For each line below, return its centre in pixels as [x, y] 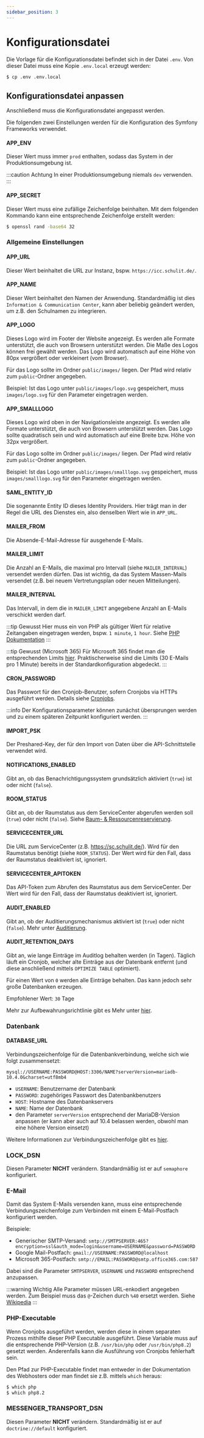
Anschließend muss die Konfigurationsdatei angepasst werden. [86, 111]
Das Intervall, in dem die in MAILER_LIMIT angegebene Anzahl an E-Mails [97, 608]
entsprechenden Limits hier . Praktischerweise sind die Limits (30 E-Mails [97, 658]
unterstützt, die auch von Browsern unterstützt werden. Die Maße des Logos [102, 345]
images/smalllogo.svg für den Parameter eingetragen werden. [84, 479]
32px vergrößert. [27, 442]
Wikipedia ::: [22, 1302]
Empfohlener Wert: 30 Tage [40, 998]
